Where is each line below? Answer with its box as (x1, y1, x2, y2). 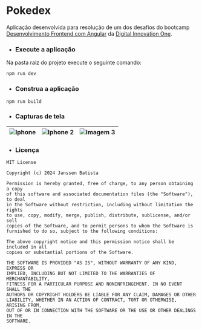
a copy (6, 186, 23, 192)
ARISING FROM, (6, 302, 42, 308)
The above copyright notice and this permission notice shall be (6, 239, 174, 245)
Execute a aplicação (15, 45, 76, 53)
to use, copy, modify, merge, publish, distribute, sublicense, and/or (6, 212, 191, 218)
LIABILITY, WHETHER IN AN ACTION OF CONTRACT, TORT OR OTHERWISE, (6, 297, 177, 303)
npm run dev (6, 71, 36, 77)
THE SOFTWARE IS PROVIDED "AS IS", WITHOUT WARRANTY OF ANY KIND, (6, 260, 177, 266)
